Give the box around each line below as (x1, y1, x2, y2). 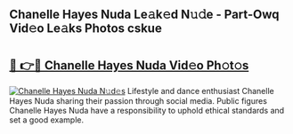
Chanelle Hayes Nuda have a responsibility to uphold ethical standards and (9, 106, 285, 115)
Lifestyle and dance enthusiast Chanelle (127, 86, 274, 96)
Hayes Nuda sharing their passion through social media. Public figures (9, 96, 267, 106)
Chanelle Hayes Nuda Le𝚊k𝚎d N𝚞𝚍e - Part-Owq (9, 7, 280, 22)
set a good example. (9, 114, 85, 125)
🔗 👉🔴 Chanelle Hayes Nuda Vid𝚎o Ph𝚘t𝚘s (9, 58, 249, 73)
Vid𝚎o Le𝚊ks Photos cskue (9, 21, 162, 36)
